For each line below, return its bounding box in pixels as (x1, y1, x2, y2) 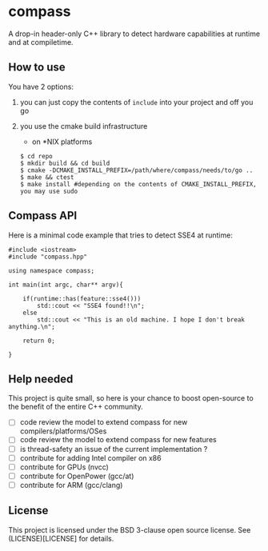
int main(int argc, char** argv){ (8, 281, 124, 289)
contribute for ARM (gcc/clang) (19, 480, 123, 489)
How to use (8, 61, 66, 74)
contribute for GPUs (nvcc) (19, 462, 110, 472)
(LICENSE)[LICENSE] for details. (8, 533, 114, 543)
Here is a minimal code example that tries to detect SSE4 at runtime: (8, 230, 234, 240)
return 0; (22, 337, 56, 345)
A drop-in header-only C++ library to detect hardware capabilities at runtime (8, 29, 261, 38)
